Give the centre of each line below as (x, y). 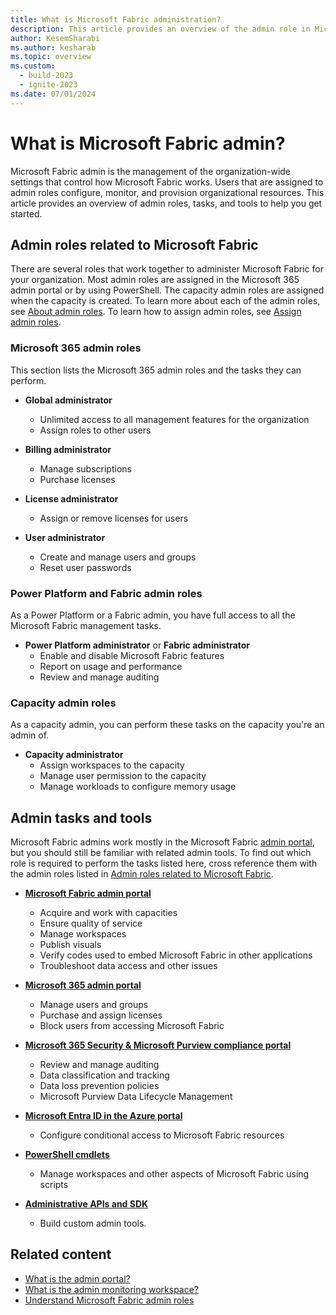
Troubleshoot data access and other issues (128, 966)
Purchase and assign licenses (101, 1015)
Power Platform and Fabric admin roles (106, 593)
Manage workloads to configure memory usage (138, 787)
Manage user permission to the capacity (123, 776)
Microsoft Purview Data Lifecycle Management (136, 1097)
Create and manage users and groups (118, 557)
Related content (61, 1254)
